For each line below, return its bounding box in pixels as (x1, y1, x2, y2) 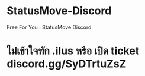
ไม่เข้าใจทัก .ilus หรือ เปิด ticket (7, 44, 140, 58)
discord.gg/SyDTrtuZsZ (7, 57, 127, 71)
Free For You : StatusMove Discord (7, 24, 92, 31)
